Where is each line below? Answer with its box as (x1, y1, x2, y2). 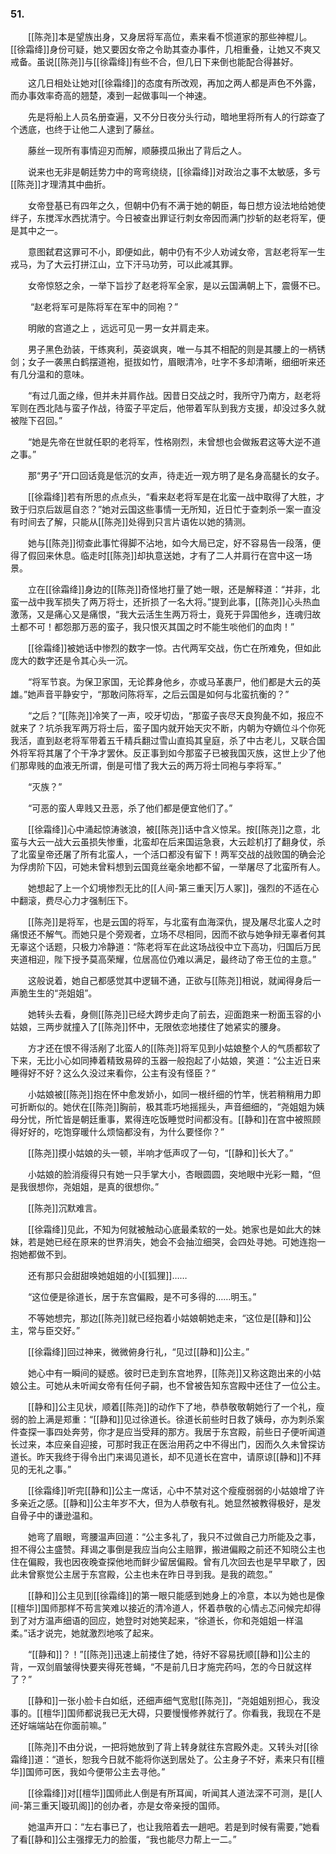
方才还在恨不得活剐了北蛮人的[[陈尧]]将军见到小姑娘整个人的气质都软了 (27, 1042, 322, 1054)
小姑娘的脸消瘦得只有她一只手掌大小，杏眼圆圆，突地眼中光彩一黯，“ (27, 1168, 313, 1181)
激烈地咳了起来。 (88, 1627, 160, 1639)
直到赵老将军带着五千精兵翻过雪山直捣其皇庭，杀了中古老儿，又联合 (36, 735, 317, 747)
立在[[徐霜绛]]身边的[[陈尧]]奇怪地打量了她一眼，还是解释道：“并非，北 (27, 583, 321, 596)
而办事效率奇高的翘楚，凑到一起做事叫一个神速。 (10, 90, 212, 102)
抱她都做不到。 (10, 1248, 72, 1261)
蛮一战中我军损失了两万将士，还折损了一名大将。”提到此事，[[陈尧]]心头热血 (10, 596, 321, 608)
